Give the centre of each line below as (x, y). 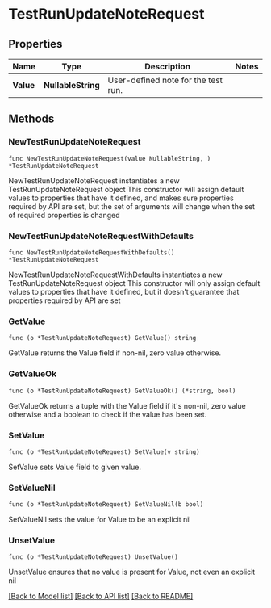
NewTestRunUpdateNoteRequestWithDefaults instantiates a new (116, 275)
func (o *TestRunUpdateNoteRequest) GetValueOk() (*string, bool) (122, 391)
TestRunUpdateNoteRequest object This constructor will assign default (126, 189)
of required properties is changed (64, 215)
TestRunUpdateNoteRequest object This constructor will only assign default (134, 283)
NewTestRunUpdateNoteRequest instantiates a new (94, 180)
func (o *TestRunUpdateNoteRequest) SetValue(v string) (104, 452)
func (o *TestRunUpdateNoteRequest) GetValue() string (102, 338)
